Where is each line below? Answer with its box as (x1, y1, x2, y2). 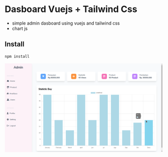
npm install (5, 54, 30, 59)
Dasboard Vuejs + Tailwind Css (5, 4, 137, 15)
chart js (12, 25, 28, 31)
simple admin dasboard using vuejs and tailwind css (12, 20, 120, 26)
